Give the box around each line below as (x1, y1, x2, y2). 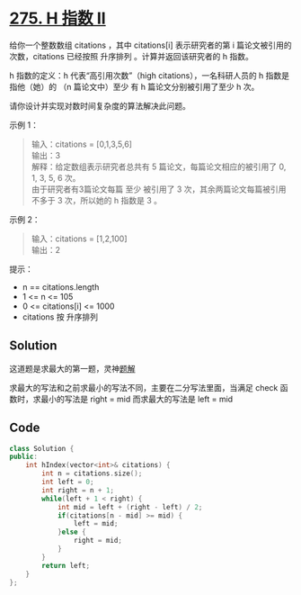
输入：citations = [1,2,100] (31, 233, 128, 244)
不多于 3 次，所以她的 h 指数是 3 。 (31, 194, 162, 205)
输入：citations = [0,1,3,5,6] (31, 139, 133, 149)
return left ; (41, 561, 91, 570)
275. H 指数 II (9, 8, 106, 29)
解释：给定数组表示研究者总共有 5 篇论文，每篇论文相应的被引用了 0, (31, 161, 287, 172)
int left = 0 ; (41, 478, 94, 487)
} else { (57, 527, 87, 536)
